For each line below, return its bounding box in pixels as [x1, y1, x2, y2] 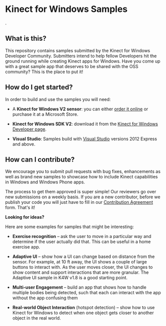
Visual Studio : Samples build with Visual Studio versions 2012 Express [12, 136, 158, 142]
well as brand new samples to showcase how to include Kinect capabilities [5, 174, 158, 180]
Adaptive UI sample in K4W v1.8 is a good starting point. [12, 275, 128, 281]
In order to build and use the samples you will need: [5, 96, 111, 102]
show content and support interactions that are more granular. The [12, 269, 149, 275]
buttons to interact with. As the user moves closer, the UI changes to [12, 264, 153, 270]
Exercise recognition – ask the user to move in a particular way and [12, 234, 152, 240]
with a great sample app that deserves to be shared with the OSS [5, 63, 139, 69]
